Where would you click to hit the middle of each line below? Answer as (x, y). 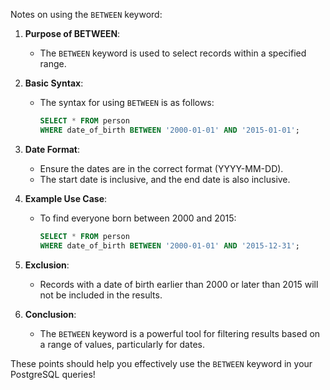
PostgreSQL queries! (53, 374)
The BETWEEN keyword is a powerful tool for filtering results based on (180, 333)
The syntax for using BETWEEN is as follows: (127, 102)
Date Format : (52, 149)
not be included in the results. (101, 295)
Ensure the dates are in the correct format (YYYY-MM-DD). (161, 168)
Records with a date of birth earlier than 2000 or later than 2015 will (179, 284)
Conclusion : (50, 314)
